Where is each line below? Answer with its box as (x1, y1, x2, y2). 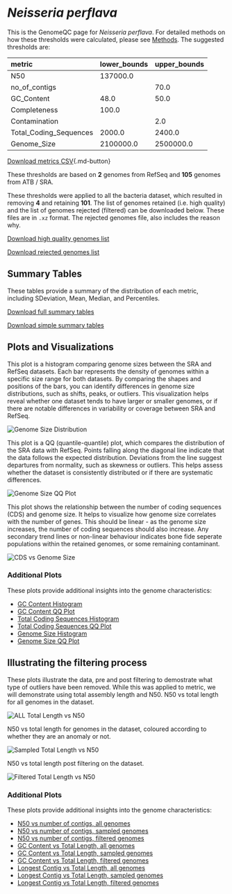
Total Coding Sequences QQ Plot (17, 622, 112, 630)
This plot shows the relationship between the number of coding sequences (7, 502, 222, 511)
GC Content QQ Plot (17, 607, 75, 615)
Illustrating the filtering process (7, 657, 147, 669)
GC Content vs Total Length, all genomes (17, 841, 135, 849)
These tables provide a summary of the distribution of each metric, (7, 286, 199, 295)
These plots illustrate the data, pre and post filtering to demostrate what (7, 675, 213, 684)
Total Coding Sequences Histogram (17, 615, 119, 623)
